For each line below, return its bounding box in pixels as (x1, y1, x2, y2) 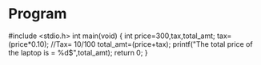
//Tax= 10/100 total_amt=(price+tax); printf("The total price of (50, 39, 254, 48)
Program (8, 5, 67, 23)
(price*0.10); (8, 39, 50, 48)
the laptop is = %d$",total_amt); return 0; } (8, 48, 148, 57)
